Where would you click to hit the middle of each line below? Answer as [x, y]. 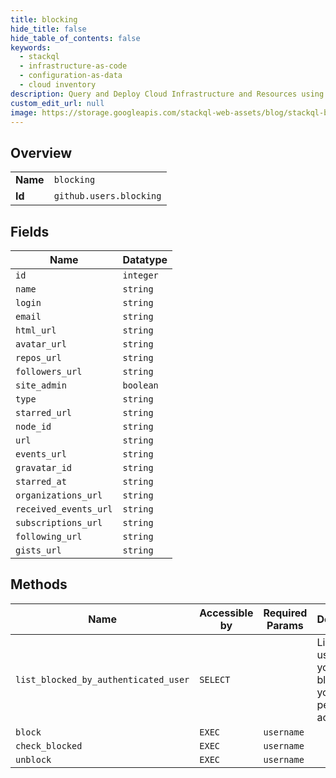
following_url [49, 536]
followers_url [49, 371]
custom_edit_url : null [57, 103]
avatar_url [41, 344]
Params [285, 625]
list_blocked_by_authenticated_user [102, 679]
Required [285, 613]
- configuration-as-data [71, 76]
